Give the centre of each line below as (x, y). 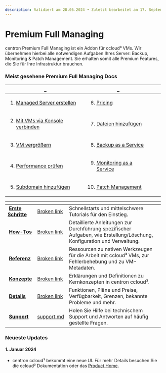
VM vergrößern (34, 145)
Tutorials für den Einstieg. (99, 214)
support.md (50, 317)
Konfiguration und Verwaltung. (104, 241)
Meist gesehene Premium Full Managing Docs (61, 76)
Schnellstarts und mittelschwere (106, 208)
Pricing (104, 103)
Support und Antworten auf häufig (109, 317)
